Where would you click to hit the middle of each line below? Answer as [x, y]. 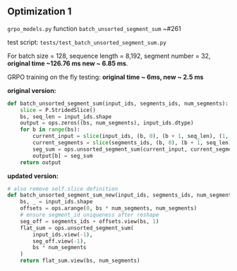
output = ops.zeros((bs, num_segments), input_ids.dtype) [107, 123]
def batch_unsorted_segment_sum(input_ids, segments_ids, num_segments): [118, 103]
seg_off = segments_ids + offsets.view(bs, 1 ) [90, 221]
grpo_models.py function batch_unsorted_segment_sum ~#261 [94, 28]
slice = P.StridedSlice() [58, 110]
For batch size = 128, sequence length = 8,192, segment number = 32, [109, 56]
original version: [32, 90]
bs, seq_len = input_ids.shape [66, 116]
